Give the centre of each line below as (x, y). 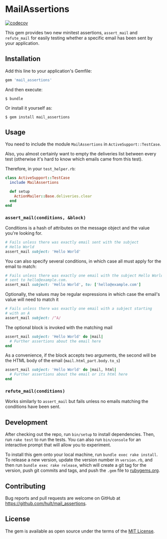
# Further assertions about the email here (55, 341)
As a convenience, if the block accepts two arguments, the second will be (81, 355)
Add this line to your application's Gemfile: (48, 71)
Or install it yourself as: (29, 108)
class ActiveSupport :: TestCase (38, 178)
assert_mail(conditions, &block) (45, 217)
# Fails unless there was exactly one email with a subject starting (79, 309)
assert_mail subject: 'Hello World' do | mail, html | (61, 370)
